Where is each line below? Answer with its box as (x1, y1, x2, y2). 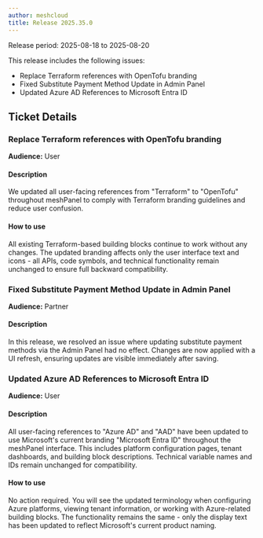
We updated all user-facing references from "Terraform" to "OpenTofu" (8, 187, 239, 196)
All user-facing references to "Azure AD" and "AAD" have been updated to (8, 426, 249, 436)
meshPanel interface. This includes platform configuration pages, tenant (8, 443, 242, 452)
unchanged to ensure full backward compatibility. (8, 264, 169, 273)
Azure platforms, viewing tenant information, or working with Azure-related (8, 503, 251, 513)
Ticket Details (8, 110, 77, 123)
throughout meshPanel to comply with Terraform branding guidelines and (8, 196, 246, 205)
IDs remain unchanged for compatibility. (8, 460, 137, 470)
